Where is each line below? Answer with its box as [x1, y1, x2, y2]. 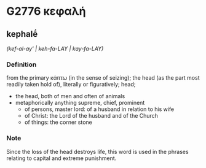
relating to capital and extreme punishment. [6, 155, 117, 162]
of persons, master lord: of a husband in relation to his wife [24, 105, 175, 113]
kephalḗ [6, 29, 38, 39]
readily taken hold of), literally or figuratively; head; [6, 81, 136, 88]
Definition [6, 60, 37, 69]
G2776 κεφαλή [6, 4, 86, 18]
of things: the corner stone [24, 118, 92, 126]
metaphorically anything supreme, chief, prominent [15, 99, 145, 107]
